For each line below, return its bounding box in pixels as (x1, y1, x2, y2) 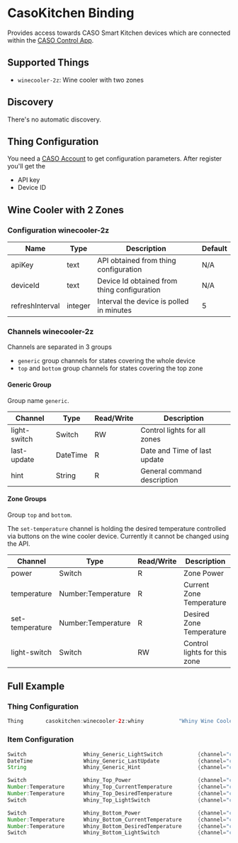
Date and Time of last (140, 446, 212, 456)
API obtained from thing (97, 256, 176, 266)
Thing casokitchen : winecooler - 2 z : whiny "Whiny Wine (7, 718, 214, 725)
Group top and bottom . (7, 510, 72, 519)
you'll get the (7, 162, 46, 171)
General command (140, 466, 202, 476)
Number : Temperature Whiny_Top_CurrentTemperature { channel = (7, 783, 227, 790)
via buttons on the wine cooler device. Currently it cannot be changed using (7, 532, 229, 540)
